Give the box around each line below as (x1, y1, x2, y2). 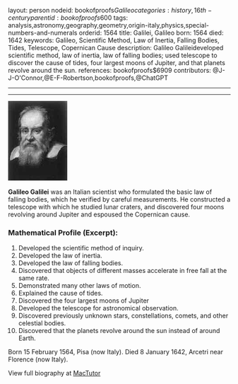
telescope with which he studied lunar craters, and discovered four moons (8, 203, 225, 211)
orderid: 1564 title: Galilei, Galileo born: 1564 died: (78, 28, 224, 37)
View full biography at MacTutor (8, 369, 101, 378)
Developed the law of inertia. (18, 251, 102, 260)
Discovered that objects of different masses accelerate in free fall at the (18, 267, 227, 275)
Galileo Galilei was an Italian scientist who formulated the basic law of (8, 187, 213, 196)
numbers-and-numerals (8, 28, 78, 37)
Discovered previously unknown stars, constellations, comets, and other (18, 311, 229, 320)
